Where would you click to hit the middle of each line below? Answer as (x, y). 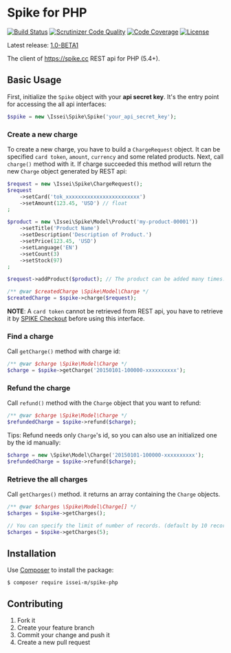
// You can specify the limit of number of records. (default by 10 (107, 526)
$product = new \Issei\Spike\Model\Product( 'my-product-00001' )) (102, 222)
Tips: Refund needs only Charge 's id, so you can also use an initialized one (112, 435)
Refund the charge (39, 388)
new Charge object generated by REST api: (67, 171)
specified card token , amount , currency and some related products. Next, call (115, 156)
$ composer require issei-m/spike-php (63, 583)
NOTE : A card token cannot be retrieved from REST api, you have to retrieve (115, 311)
